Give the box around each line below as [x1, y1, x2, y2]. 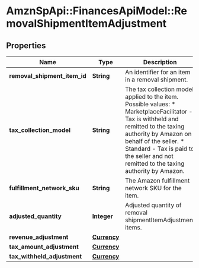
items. [125, 223, 142, 231]
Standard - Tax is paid [125, 144, 188, 153]
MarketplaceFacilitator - [125, 108, 193, 115]
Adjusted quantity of [125, 201, 182, 209]
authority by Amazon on [125, 130, 192, 138]
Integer [92, 212, 114, 220]
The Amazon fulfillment [125, 176, 190, 185]
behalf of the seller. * [125, 137, 185, 145]
